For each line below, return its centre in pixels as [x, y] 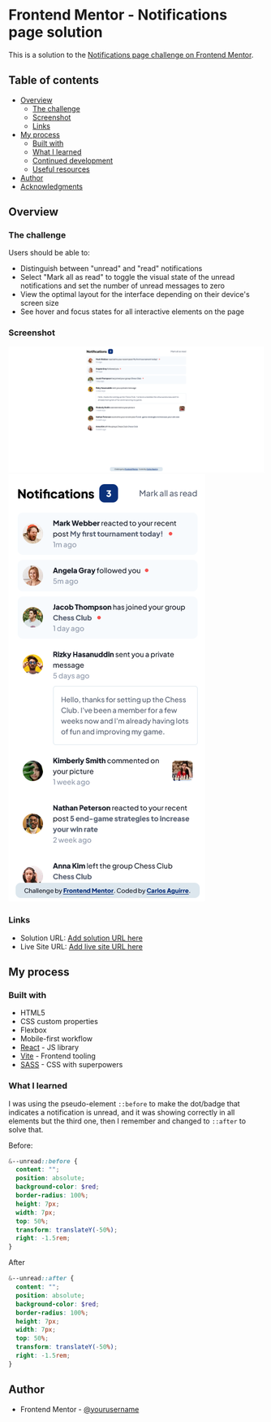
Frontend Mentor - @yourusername [80, 1409]
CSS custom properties [59, 1022]
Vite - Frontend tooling [58, 1056]
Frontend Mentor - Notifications [118, 15]
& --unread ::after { [41, 1279]
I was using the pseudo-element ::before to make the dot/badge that [125, 1103]
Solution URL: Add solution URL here [82, 938]
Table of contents [54, 80]
